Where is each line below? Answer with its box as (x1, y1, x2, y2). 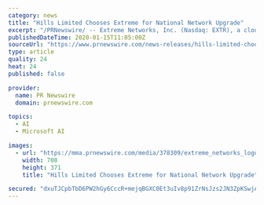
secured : (8, 185, 37, 193)
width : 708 (22, 156, 58, 164)
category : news (8, 11, 58, 20)
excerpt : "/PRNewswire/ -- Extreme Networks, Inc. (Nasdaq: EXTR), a (8, 26, 241, 34)
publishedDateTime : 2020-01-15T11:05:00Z (8, 33, 146, 42)
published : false (8, 70, 65, 78)
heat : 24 (8, 63, 37, 71)
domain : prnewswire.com (15, 99, 93, 107)
